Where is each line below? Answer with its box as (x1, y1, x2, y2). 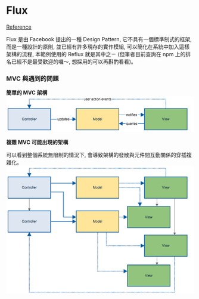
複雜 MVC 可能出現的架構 (6, 138, 69, 146)
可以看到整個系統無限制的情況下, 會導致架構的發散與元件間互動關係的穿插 (6, 152, 186, 159)
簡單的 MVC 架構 (6, 89, 48, 96)
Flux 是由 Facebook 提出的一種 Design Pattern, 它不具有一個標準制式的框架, (6, 35, 192, 42)
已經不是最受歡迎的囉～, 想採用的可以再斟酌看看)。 (11, 58, 137, 65)
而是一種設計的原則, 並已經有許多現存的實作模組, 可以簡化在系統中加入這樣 (6, 43, 189, 50)
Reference (6, 23, 32, 30)
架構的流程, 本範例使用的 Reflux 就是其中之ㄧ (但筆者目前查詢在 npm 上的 (6, 50, 186, 57)
